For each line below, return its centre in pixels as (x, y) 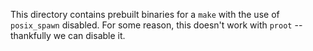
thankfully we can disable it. (68, 35)
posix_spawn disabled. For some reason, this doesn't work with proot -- (156, 25)
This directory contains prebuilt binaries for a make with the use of (145, 14)
